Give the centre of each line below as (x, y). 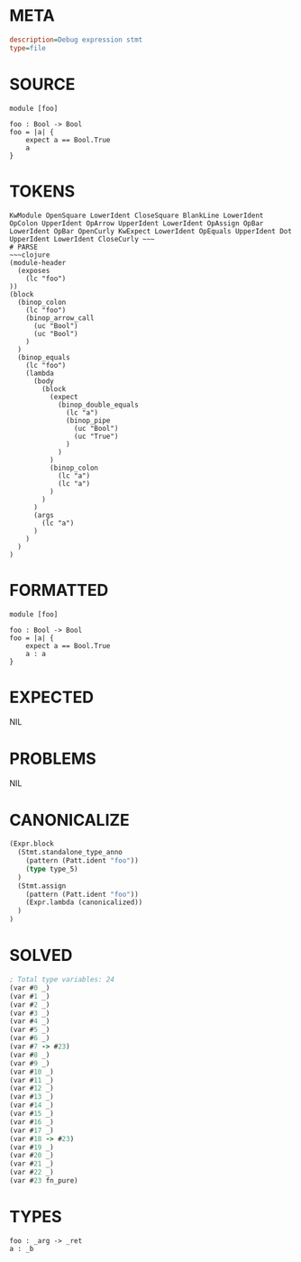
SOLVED (41, 956)
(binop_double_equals (98, 405)
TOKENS (42, 191)
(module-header (38, 262)
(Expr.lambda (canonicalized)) (84, 902)
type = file (28, 48)
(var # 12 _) (32, 1088)
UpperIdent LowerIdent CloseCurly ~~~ (82, 239)
